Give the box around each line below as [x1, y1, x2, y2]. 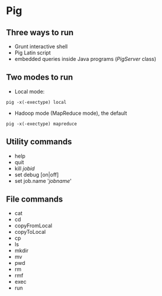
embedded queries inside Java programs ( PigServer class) [14, 56, 157, 62]
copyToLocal [14, 229, 46, 236]
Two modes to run [6, 72, 73, 83]
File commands [6, 195, 63, 205]
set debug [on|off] [14, 171, 59, 178]
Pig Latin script [14, 49, 51, 56]
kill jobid [14, 165, 35, 172]
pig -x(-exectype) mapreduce [6, 121, 77, 127]
